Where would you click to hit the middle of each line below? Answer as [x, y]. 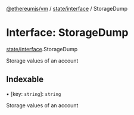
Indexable [25, 80]
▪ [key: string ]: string [34, 94]
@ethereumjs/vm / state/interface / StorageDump [67, 9]
